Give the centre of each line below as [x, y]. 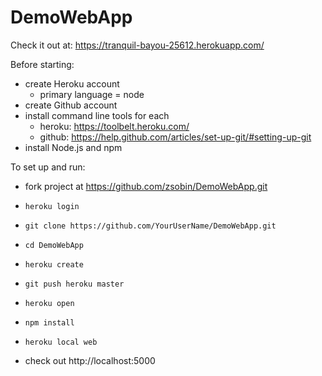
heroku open [49, 303]
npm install [49, 322]
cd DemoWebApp [54, 245]
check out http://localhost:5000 [90, 360]
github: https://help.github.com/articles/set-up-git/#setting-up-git [175, 137]
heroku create [54, 264]
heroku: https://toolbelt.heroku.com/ [114, 126]
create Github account [71, 105]
